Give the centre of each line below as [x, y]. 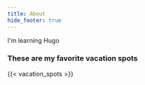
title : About [27, 14]
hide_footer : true [34, 20]
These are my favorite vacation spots [72, 58]
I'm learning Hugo [34, 40]
